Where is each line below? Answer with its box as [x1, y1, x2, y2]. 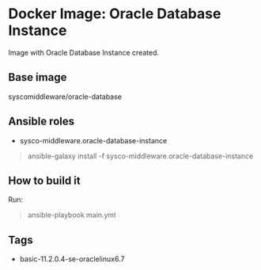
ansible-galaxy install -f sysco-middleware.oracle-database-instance [27, 151, 254, 161]
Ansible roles [8, 115, 75, 128]
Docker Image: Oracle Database [8, 5, 221, 23]
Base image [8, 70, 67, 84]
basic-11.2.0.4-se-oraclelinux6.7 [19, 254, 125, 264]
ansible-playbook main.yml [27, 211, 116, 220]
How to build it [8, 173, 81, 187]
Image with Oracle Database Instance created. [8, 48, 160, 57]
